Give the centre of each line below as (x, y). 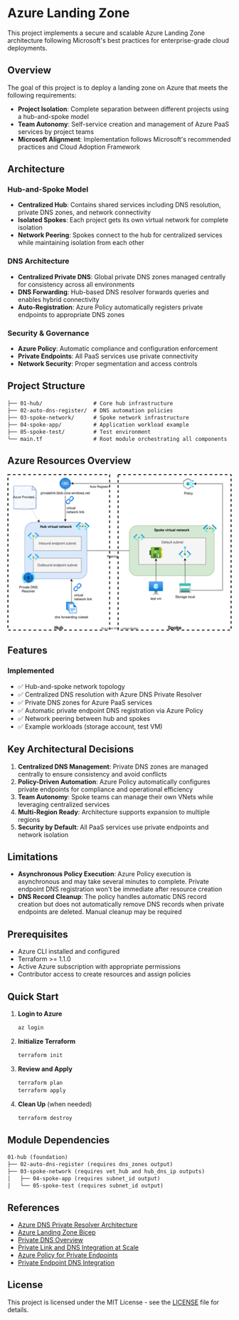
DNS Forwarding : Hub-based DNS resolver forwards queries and (113, 292)
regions (29, 819)
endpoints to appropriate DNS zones (71, 314)
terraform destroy (45, 1118)
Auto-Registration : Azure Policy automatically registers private (110, 307)
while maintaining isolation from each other (81, 243)
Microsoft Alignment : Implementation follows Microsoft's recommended (124, 139)
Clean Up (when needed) (55, 1104)
